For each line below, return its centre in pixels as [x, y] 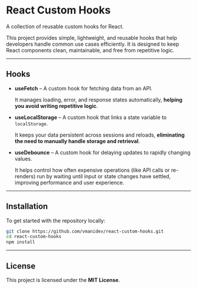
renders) [25, 176]
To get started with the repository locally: [56, 220]
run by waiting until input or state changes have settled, [104, 176]
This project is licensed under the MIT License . [63, 280]
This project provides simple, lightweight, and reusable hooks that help [92, 38]
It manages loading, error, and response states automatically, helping [98, 100]
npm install [21, 242]
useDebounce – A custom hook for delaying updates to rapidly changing [102, 152]
